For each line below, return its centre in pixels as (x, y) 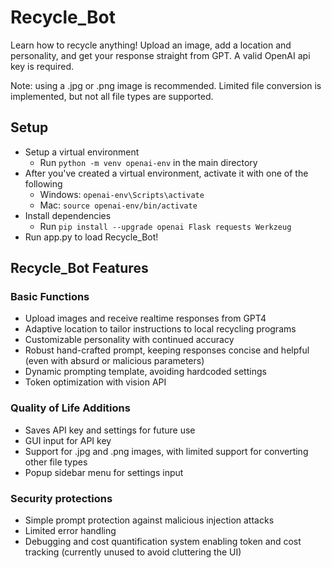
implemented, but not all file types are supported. (112, 96)
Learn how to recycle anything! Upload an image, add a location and (151, 45)
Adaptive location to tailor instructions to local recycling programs (160, 329)
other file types (56, 462)
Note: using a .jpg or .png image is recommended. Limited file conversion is (166, 85)
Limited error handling (70, 531)
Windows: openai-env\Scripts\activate (122, 194)
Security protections (61, 498)
